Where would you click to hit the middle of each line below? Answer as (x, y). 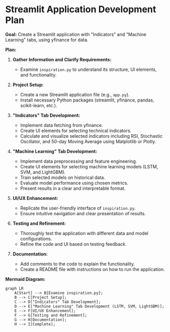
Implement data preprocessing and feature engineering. (79, 161)
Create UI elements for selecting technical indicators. (76, 131)
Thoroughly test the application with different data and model (84, 233)
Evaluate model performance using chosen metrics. (74, 183)
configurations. (36, 239)
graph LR (14, 288)
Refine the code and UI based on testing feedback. (73, 244)
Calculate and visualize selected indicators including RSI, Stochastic (91, 136)
